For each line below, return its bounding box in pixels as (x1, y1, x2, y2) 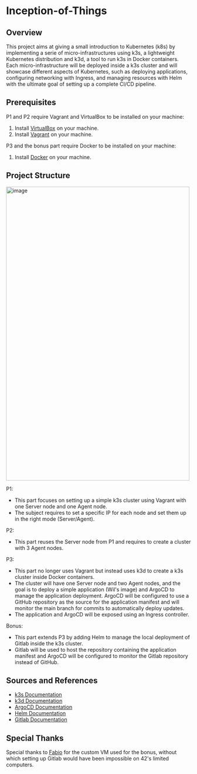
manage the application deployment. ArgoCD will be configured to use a (14, 592, 189, 599)
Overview (6, 28, 43, 38)
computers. (6, 761, 34, 768)
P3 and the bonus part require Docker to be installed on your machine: (6, 142, 176, 149)
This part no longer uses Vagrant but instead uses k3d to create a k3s (14, 567, 184, 574)
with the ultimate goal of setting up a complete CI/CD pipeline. (6, 81, 157, 88)
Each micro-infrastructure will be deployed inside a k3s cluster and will (6, 62, 178, 69)
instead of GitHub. (14, 658, 59, 665)
